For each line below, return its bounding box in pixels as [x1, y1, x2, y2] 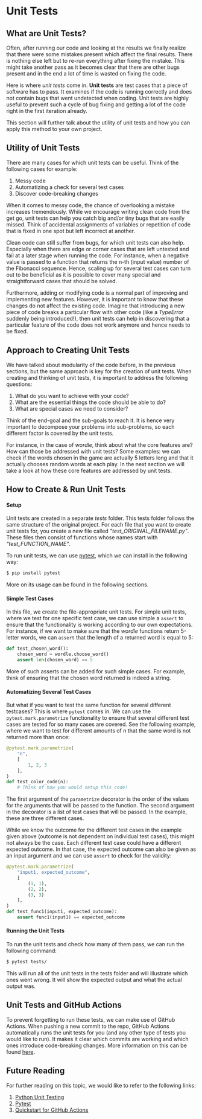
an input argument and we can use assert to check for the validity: [6, 852, 172, 859]
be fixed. [6, 327, 28, 335]
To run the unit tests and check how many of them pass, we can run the [6, 941, 185, 948]
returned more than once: [6, 734, 71, 741]
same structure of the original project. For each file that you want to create [6, 521, 192, 528]
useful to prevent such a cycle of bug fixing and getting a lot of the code [6, 101, 186, 108]
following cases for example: [6, 165, 78, 173]
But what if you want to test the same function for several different [6, 702, 171, 709]
